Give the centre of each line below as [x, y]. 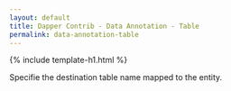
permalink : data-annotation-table [74, 34]
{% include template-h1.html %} [69, 60]
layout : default [40, 18]
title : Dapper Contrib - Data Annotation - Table [105, 26]
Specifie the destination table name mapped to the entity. [116, 77]
